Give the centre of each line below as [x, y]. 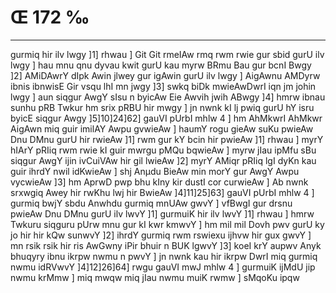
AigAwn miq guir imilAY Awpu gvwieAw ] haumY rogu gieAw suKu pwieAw [162, 128]
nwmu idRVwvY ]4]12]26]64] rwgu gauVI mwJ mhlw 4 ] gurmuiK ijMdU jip [163, 267]
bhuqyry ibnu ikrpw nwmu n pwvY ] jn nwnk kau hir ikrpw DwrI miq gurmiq [164, 256]
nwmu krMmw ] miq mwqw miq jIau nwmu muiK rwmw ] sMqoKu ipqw [155, 277]
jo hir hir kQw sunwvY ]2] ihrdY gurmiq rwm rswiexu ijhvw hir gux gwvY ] [161, 235]
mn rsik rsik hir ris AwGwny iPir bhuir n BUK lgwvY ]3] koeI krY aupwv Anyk [166, 245]
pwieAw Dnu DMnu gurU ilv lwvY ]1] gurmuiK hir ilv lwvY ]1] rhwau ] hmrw [162, 213]
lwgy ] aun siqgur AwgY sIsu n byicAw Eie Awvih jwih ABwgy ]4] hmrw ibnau [168, 97]
